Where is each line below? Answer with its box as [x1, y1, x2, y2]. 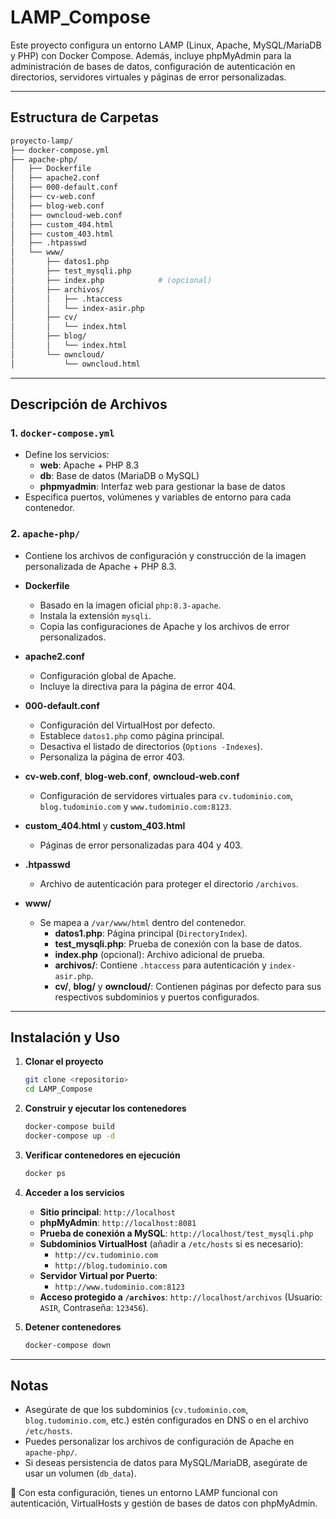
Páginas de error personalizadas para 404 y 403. [39, 839, 243, 851]
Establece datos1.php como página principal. [39, 729, 225, 741]
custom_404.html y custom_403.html [24, 819, 186, 831]
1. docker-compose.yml [10, 426, 115, 440]
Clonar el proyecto [24, 1056, 104, 1068]
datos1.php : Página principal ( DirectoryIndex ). [54, 927, 248, 939]
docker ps [24, 1168, 67, 1178]
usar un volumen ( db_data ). [24, 1467, 137, 1480]
